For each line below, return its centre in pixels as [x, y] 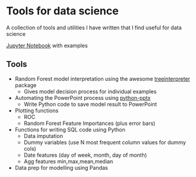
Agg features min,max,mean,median [68, 161]
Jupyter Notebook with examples [47, 45]
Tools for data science [62, 11]
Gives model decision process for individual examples [90, 91]
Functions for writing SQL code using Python [70, 129]
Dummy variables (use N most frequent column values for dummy [105, 142]
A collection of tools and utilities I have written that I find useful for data [94, 28]
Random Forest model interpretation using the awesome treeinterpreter [102, 78]
